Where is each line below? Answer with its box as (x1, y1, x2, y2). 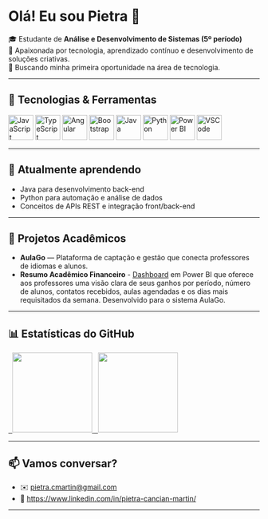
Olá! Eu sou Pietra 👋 (8, 7, 141, 26)
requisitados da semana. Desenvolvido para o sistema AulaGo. (19, 295, 226, 305)
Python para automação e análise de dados (19, 192, 164, 202)
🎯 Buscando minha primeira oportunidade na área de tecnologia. (8, 62, 221, 72)
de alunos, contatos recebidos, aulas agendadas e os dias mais (19, 287, 229, 296)
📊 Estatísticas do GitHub (8, 327, 135, 340)
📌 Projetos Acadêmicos (8, 232, 127, 245)
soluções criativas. (8, 53, 70, 63)
